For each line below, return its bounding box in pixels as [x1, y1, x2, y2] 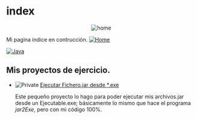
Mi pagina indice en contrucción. [6, 36, 88, 43]
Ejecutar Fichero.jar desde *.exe [40, 81, 119, 88]
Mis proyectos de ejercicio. [6, 65, 110, 76]
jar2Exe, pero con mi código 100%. [14, 106, 102, 113]
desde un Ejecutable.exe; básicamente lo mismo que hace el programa [14, 99, 191, 106]
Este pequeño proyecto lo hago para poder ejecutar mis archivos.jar [14, 92, 184, 100]
